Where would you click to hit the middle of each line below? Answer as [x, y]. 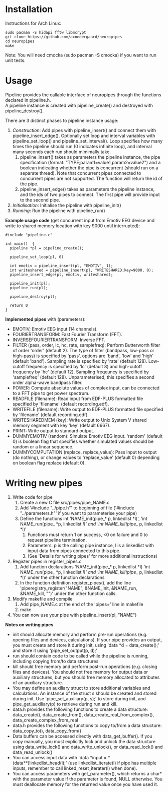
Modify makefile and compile [42, 599]
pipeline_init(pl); [30, 283]
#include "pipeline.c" [29, 235]
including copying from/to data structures [55, 661]
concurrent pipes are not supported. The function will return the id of [91, 178]
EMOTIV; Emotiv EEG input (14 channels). [55, 329]
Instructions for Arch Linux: [33, 23]
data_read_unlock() [32, 752]
